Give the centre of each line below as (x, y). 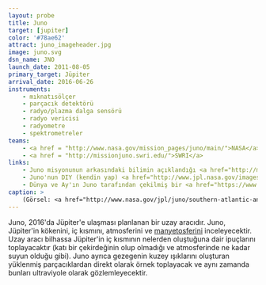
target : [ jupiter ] (38, 30)
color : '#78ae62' (37, 38)
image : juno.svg (35, 52)
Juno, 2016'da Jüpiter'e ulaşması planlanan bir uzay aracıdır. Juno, (117, 222)
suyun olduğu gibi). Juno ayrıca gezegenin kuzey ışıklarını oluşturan (119, 256)
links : (19, 163)
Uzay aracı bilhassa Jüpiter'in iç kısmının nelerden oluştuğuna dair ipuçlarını (132, 239)
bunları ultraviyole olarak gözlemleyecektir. (78, 272)
